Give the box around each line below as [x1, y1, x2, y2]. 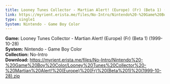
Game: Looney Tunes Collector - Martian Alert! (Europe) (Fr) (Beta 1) [5, 35, 148, 41]
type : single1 [5, 17, 35, 22]
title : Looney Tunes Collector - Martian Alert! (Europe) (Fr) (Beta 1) [5, 7, 162, 13]
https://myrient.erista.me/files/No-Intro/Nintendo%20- [29, 57, 143, 63]
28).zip [5, 73, 20, 79]
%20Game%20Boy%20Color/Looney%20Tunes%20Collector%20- [5, 62, 147, 68]
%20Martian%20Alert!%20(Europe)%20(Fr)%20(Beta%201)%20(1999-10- [5, 68, 162, 74]
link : [5, 12, 17, 17]
